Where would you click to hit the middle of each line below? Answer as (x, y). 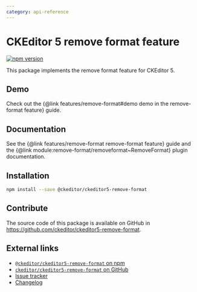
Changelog (29, 282)
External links (33, 248)
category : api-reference (37, 12)
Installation (28, 176)
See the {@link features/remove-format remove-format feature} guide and (99, 144)
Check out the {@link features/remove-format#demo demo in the (88, 104)
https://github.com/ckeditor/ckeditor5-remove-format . (74, 229)
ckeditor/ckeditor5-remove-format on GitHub (72, 269)
